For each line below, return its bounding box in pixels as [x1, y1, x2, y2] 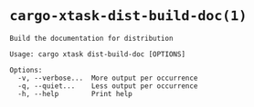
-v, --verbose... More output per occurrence [17, 73, 198, 83]
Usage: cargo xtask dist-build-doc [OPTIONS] [9, 49, 185, 59]
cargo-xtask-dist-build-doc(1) [9, 7, 248, 24]
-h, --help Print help [17, 89, 132, 98]
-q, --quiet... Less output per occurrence [17, 81, 198, 91]
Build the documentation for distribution [9, 34, 174, 43]
